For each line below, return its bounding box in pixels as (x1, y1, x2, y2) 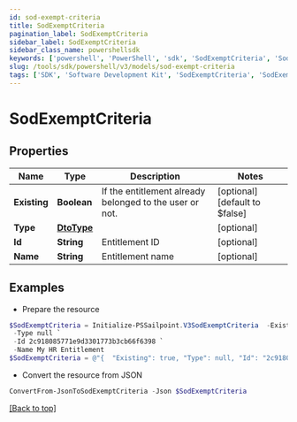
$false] (217, 207, 247, 219)
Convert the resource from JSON (21, 369, 143, 380)
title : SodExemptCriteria (9, 21, 104, 30)
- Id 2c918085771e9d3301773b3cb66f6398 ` (12, 337, 164, 346)
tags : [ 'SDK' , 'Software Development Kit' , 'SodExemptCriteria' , (9, 71, 255, 80)
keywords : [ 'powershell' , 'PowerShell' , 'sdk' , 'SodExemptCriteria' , (9, 54, 271, 63)
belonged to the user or (101, 196, 200, 208)
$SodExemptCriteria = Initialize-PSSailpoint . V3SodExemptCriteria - (9, 320, 271, 330)
